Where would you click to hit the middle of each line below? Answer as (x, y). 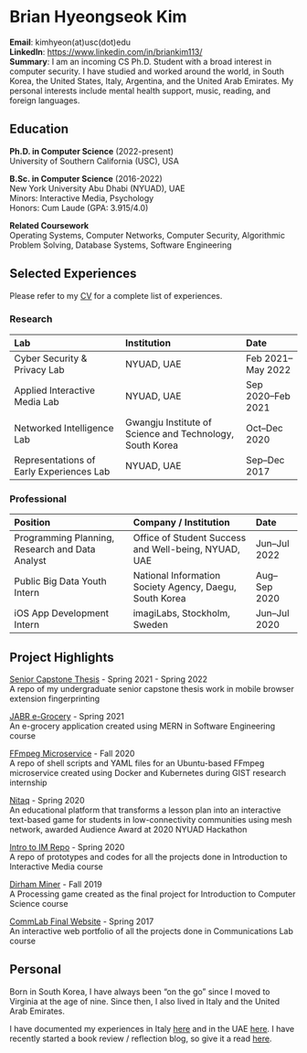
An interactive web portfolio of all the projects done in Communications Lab (152, 931)
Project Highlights (62, 657)
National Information (177, 576)
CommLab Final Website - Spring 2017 (82, 921)
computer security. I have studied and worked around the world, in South (147, 71)
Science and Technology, (180, 433)
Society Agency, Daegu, (185, 587)
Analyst (31, 561)
